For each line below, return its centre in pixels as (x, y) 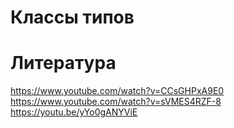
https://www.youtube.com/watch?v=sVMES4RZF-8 (116, 102)
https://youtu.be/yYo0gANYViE (74, 112)
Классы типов (72, 17)
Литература (63, 63)
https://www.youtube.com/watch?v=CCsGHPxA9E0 (117, 91)
